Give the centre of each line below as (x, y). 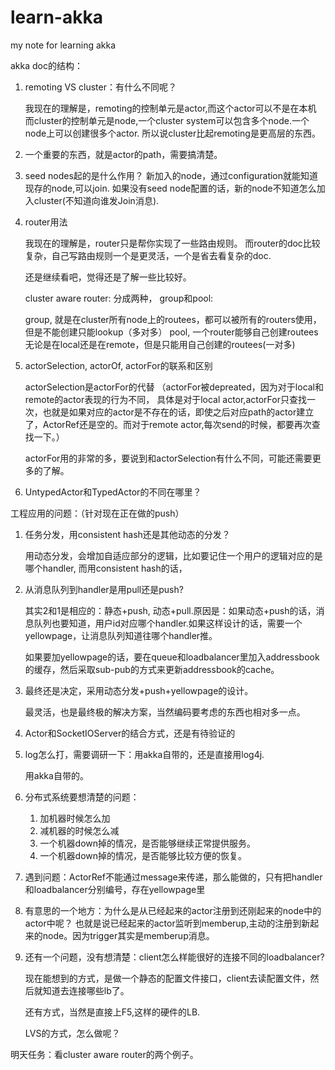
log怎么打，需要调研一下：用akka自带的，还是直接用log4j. (144, 754)
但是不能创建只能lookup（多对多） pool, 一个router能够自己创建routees (171, 332)
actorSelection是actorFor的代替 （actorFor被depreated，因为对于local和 (174, 387)
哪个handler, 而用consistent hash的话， (106, 568)
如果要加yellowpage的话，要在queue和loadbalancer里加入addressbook (172, 657)
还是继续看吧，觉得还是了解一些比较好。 (108, 277)
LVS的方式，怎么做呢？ (72, 1033)
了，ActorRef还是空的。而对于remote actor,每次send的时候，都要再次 (168, 424)
